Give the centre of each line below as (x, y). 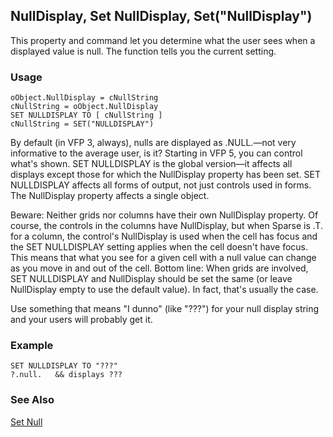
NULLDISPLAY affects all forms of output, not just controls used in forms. (161, 185)
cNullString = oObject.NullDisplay (84, 107)
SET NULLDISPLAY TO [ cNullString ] (86, 115)
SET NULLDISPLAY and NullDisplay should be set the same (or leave (151, 279)
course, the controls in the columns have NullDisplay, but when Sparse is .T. (166, 226)
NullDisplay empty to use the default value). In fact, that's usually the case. (164, 290)
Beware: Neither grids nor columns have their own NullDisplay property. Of (164, 215)
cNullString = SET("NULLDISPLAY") (82, 124)
